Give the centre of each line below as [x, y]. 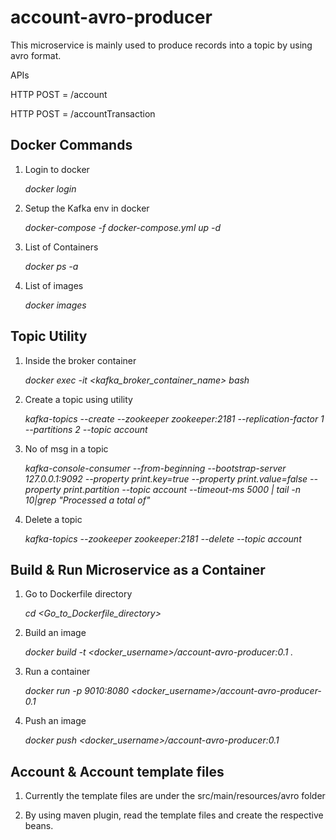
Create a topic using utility [78, 399]
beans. [39, 826]
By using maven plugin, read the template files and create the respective [174, 815]
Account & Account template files [117, 771]
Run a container [57, 672]
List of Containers [61, 247]
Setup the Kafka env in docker [87, 208]
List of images [54, 285]
